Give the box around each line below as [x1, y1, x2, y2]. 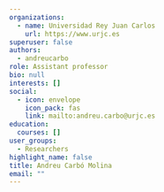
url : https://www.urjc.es [25, 29, 121, 38]
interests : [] [9, 79, 62, 88]
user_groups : [9, 136, 57, 145]
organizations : [9, 12, 65, 22]
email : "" [9, 169, 46, 178]
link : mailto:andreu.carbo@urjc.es [25, 111, 156, 120]
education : [9, 120, 49, 129]
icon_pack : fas [25, 104, 81, 112]
